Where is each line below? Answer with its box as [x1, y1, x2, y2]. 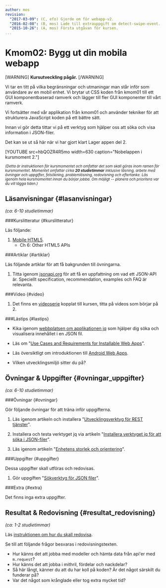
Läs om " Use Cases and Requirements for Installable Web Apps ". [12, 340, 145, 346]
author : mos [5, 7, 30, 12]
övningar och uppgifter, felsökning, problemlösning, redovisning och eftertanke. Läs [5, 173, 148, 178]
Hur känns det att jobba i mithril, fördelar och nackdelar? [12, 561, 128, 567]
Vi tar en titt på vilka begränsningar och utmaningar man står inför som [5, 84, 150, 90]
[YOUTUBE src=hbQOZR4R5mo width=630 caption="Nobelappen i [5, 149, 142, 155]
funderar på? [12, 572, 39, 578]
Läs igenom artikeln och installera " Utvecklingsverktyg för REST [12, 416, 143, 422]
